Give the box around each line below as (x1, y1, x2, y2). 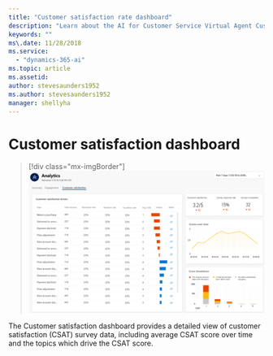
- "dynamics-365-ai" (15, 56, 85, 64)
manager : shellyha (8, 98, 71, 107)
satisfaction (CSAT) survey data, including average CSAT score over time (8, 330, 253, 340)
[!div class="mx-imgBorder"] (28, 162, 126, 171)
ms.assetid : (8, 73, 49, 81)
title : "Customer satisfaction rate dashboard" (8, 13, 173, 21)
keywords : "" (8, 30, 53, 38)
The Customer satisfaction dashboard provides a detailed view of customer (8, 321, 262, 331)
